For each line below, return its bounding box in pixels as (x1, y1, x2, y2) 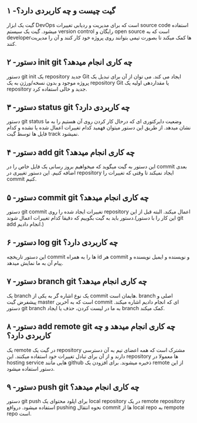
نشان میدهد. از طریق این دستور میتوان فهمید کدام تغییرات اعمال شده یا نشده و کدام (6, 124, 191, 131)
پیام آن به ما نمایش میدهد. (6, 259, 63, 266)
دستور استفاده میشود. (6, 365, 55, 372)
